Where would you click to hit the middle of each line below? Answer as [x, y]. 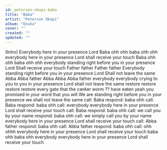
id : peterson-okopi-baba [31, 10]
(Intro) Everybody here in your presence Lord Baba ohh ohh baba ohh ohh [81, 52]
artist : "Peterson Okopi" [32, 19]
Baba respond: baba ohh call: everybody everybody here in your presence [82, 105]
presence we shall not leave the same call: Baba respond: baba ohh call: [79, 99]
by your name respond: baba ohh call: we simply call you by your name [78, 115]
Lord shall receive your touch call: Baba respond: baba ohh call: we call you [83, 110]
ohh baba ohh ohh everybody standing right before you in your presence [80, 62]
